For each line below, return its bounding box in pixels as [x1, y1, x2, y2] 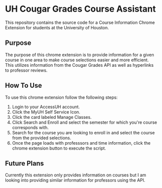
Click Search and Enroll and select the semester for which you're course [12, 119, 157, 125]
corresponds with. [12, 124, 49, 130]
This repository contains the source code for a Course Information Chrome [5, 19, 155, 25]
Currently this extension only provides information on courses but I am [5, 172, 146, 178]
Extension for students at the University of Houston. [5, 24, 109, 30]
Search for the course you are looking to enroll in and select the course [12, 130, 155, 135]
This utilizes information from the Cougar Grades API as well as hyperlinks [5, 62, 154, 68]
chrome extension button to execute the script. [12, 145, 106, 151]
